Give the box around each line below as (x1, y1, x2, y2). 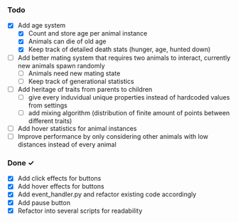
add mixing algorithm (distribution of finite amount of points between (28, 108, 230, 117)
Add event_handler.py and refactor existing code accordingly (17, 190, 197, 199)
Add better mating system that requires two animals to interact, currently (17, 53, 231, 62)
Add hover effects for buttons (17, 182, 104, 191)
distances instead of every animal (17, 140, 117, 149)
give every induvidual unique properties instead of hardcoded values (28, 92, 230, 101)
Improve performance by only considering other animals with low (17, 132, 209, 140)
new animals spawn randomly (17, 61, 105, 70)
